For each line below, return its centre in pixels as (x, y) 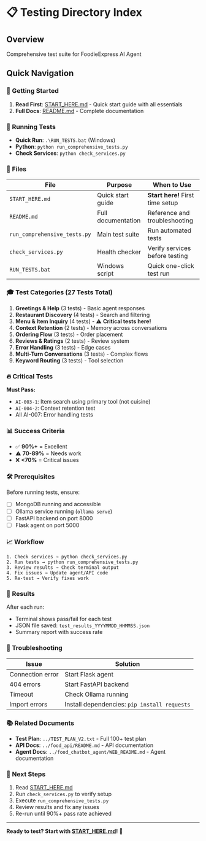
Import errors (29, 704)
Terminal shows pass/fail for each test (63, 619)
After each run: (25, 607)
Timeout (21, 694)
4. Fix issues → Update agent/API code (57, 573)
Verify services (169, 248)
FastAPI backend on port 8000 (54, 518)
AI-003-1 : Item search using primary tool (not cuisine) (83, 401)
